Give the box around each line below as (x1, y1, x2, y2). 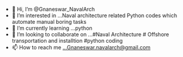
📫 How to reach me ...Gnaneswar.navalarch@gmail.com (11, 44, 151, 50)
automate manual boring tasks (11, 18, 86, 25)
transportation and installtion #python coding (11, 37, 123, 44)
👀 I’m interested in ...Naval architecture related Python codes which (11, 12, 178, 19)
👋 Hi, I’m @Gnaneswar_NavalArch (11, 6, 95, 12)
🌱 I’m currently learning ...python (11, 24, 92, 31)
